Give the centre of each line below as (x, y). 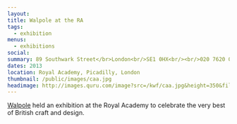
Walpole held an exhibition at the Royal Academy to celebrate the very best (116, 105)
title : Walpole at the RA (45, 20)
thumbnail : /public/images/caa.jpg (60, 79)
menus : (17, 40)
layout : (19, 14)
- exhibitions (34, 46)
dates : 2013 (25, 66)
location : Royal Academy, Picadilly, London (74, 72)
